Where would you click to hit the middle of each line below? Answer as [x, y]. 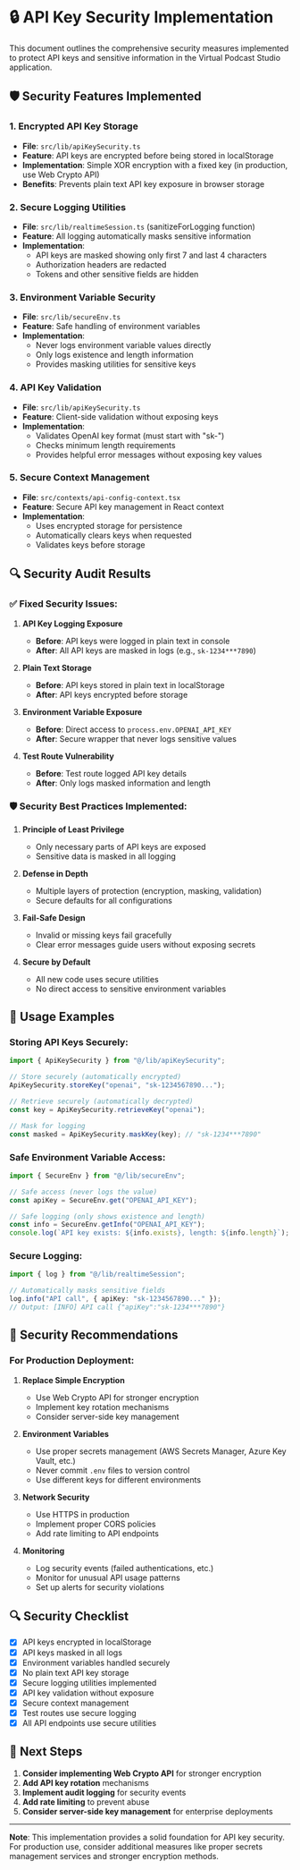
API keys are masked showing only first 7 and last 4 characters [151, 255]
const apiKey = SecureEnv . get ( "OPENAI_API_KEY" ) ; [104, 1200]
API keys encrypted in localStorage [87, 1642]
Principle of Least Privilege [73, 829]
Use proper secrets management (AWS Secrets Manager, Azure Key [161, 1451]
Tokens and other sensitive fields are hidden [117, 274]
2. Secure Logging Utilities [68, 207]
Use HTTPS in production [82, 1514]
